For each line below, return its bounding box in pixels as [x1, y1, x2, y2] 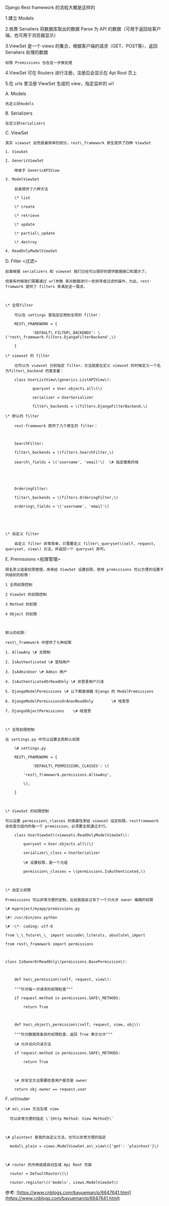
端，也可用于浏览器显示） [5, 32, 59, 38]
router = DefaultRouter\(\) [10, 1171, 69, 1176]
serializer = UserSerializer [32, 395, 94, 400]
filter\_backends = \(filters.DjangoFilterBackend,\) [32, 404, 148, 409]
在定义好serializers [5, 121, 45, 126]
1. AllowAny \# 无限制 [5, 650, 51, 655]
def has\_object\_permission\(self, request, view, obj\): [14, 1022, 141, 1027]
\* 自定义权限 [5, 888, 31, 893]
